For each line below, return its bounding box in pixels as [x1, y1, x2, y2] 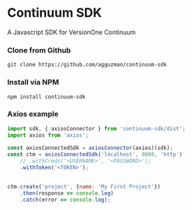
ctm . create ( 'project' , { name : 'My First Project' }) [7, 183, 161, 190]
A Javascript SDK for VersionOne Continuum [7, 28, 136, 36]
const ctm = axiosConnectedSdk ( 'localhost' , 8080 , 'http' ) [7, 151, 183, 158]
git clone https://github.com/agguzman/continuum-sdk [7, 61, 168, 68]
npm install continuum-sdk [7, 93, 86, 100]
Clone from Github [7, 45, 71, 55]
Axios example [7, 110, 59, 119]
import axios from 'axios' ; [7, 131, 89, 139]
